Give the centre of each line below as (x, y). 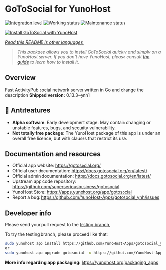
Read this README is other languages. (44, 42)
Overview (21, 78)
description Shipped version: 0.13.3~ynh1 (48, 95)
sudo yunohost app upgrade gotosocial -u (48, 253)
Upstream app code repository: (44, 181)
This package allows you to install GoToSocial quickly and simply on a (89, 52)
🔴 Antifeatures (28, 111)
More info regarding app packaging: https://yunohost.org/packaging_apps (82, 262)
